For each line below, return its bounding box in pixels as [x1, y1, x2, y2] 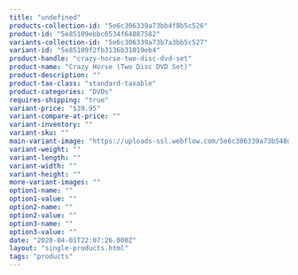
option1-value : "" [9, 194, 77, 204]
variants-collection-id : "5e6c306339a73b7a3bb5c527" [9, 37, 208, 47]
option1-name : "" [9, 186, 74, 195]
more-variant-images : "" [9, 178, 101, 187]
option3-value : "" [9, 227, 77, 236]
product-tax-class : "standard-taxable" [9, 79, 157, 88]
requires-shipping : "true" [9, 95, 109, 105]
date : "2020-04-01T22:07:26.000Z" [9, 236, 137, 245]
